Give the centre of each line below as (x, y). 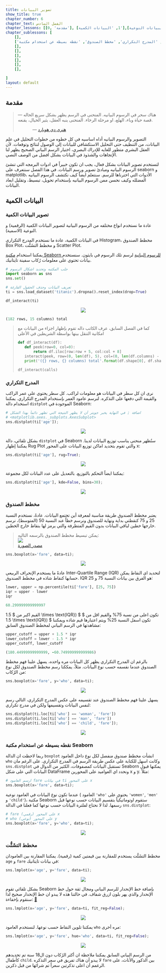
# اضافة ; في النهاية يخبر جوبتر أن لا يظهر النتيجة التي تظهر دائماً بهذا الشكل (73, 413)
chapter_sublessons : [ (29, 33)
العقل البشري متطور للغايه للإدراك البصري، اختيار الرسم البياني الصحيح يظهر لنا (78, 149)
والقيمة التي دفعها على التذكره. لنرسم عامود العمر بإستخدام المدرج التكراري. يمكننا (81, 398)
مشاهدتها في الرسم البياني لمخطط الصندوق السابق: (53, 625)
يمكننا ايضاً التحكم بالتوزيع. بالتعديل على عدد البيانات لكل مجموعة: (65, 473)
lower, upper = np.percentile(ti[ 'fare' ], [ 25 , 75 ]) (61, 587)
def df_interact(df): (40, 343)
